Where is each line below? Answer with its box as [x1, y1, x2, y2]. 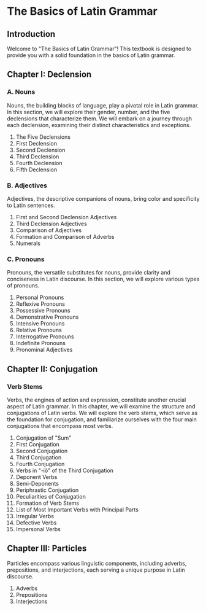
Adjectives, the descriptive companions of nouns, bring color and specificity [7, 195, 200, 202]
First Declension [15, 139, 58, 147]
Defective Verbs [15, 519, 57, 526]
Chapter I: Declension [7, 69, 92, 80]
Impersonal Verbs [15, 525, 61, 532]
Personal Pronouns [15, 294, 64, 302]
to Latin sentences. [7, 201, 56, 209]
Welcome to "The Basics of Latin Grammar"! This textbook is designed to [7, 45, 192, 52]
